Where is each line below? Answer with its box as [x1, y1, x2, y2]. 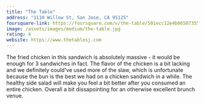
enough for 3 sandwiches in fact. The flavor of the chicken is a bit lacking [6, 60, 190, 67]
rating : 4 [6, 31, 32, 37]
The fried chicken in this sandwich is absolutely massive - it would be [6, 54, 180, 60]
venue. [6, 92, 24, 99]
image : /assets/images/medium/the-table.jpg [6, 25, 121, 32]
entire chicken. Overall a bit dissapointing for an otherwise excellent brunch [6, 86, 195, 93]
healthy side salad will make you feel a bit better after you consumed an [6, 79, 186, 86]
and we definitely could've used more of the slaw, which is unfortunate [6, 67, 183, 73]
